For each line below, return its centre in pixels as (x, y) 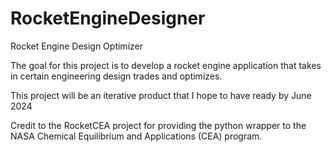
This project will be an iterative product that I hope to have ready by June (161, 95)
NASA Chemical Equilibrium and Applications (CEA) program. (136, 136)
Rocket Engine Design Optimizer (76, 46)
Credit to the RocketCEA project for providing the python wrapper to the (158, 125)
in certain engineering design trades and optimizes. (116, 76)
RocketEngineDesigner (108, 18)
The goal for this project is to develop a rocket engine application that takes (166, 65)
